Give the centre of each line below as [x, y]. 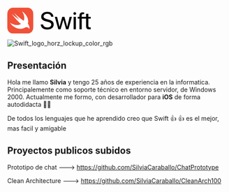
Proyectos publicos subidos [69, 150]
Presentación [37, 65]
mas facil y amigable [37, 128]
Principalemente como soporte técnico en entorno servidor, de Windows [112, 90]
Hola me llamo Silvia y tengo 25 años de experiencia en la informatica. [109, 82]
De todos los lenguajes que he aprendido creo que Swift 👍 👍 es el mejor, [113, 119]
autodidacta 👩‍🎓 [29, 105]
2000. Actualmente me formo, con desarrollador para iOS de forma [104, 97]
